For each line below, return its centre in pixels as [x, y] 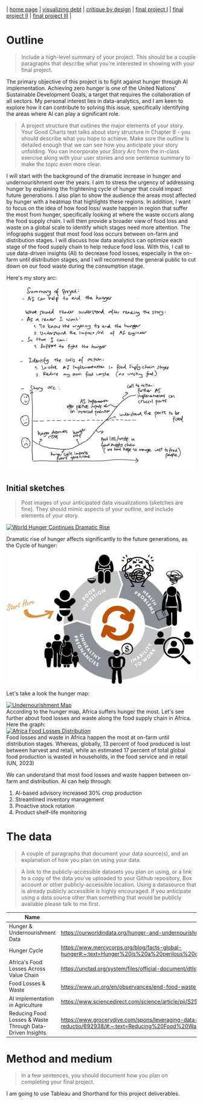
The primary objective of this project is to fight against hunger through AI [97, 81]
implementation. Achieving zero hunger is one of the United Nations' [92, 88]
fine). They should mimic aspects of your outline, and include [97, 509]
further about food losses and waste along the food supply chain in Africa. [99, 718]
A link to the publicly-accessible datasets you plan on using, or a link [106, 872]
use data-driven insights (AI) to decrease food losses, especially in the [94, 253]
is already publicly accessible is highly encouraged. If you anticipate [106, 891]
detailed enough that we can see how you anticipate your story [99, 145]
